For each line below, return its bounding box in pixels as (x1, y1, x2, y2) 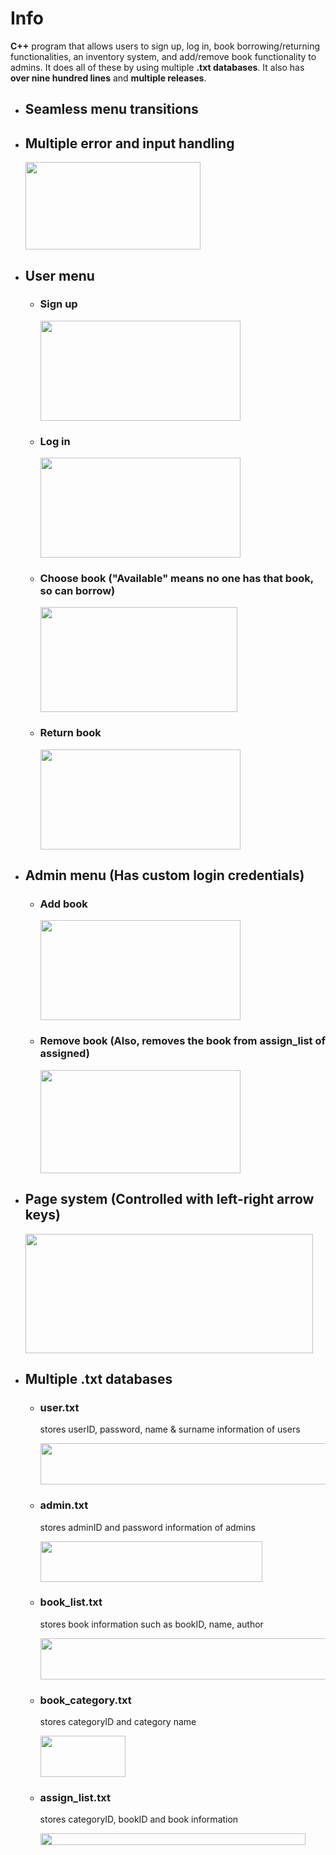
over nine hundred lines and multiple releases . (10, 72, 207, 84)
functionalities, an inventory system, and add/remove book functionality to (10, 50, 317, 62)
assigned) (39, 1047, 90, 1061)
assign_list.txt (39, 1791, 111, 1805)
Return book (39, 726, 102, 740)
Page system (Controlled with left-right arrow (24, 1191, 315, 1208)
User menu (24, 267, 95, 284)
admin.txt (39, 1498, 89, 1512)
